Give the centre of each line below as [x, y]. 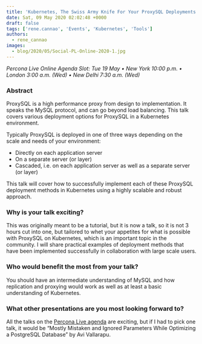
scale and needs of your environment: [54, 141]
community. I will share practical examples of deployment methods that [95, 245]
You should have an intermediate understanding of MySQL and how [91, 280]
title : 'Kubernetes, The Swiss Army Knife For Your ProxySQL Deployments [101, 12]
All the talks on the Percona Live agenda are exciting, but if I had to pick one [101, 322]
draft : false [23, 23]
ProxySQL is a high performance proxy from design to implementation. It [96, 104]
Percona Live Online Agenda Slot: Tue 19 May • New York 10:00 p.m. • [94, 68]
